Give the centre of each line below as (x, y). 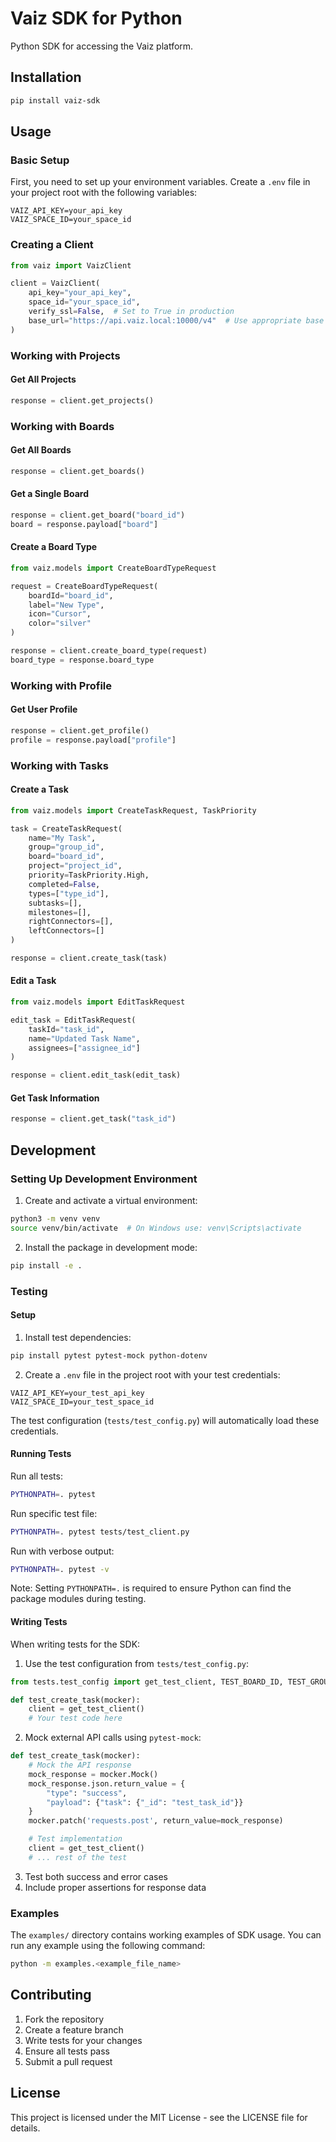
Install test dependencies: (78, 1337)
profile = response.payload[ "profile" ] (93, 740)
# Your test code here (75, 1718)
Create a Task (39, 789)
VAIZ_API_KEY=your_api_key (66, 211)
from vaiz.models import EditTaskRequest (98, 1002)
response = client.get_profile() (80, 730)
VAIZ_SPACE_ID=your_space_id (71, 220)
